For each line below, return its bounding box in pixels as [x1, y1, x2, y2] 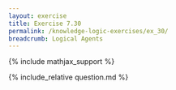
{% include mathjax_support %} [8, 57, 115, 66]
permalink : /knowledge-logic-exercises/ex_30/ [8, 27, 169, 35]
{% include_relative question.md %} [8, 72, 129, 82]
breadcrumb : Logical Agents [8, 34, 104, 43]
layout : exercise [8, 11, 67, 20]
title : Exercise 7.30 [8, 19, 82, 28]
